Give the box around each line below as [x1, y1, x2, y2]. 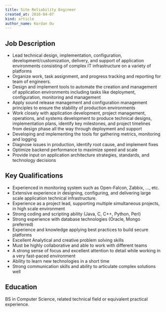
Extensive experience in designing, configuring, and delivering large [12, 190, 151, 195]
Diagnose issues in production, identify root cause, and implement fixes [12, 142, 159, 148]
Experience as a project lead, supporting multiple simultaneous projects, [12, 200, 160, 206]
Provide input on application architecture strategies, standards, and [12, 152, 150, 158]
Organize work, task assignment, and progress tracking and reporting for [12, 74, 161, 79]
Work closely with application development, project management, [12, 110, 146, 116]
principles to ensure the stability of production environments [12, 105, 136, 111]
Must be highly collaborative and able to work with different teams [12, 242, 147, 248]
